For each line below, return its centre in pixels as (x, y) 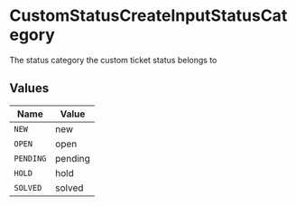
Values (29, 88)
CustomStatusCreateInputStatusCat (148, 16)
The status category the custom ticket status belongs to (113, 60)
